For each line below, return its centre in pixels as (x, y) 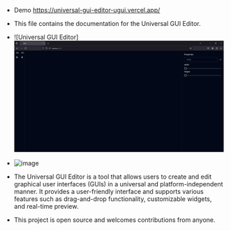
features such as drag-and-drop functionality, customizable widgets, (113, 199)
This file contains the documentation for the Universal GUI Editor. (107, 23)
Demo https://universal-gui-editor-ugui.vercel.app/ (87, 10)
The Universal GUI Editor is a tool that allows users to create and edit (113, 177)
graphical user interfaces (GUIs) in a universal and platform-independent (118, 184)
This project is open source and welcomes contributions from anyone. (114, 220)
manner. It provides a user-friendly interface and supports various (109, 192)
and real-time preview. (46, 207)
